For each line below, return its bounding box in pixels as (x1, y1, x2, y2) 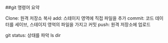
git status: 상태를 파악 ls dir (5, 32, 61, 38)
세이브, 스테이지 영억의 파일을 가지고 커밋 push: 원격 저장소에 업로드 (14, 22, 151, 27)
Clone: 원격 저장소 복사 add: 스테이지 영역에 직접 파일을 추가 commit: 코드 (5, 15, 154, 21)
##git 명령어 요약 (5, 5, 40, 10)
